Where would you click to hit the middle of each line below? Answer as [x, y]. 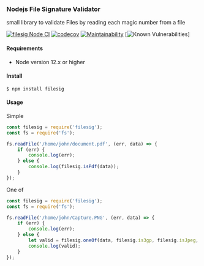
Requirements [25, 48]
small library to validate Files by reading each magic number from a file [96, 23]
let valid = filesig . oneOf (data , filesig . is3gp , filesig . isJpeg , [114, 240]
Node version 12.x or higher [50, 62]
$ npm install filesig [35, 89]
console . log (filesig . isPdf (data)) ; [74, 167]
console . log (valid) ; [55, 246]
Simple [15, 116]
